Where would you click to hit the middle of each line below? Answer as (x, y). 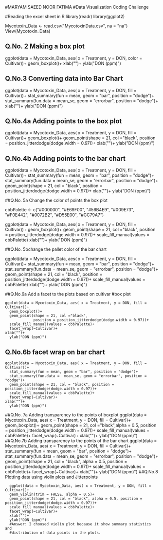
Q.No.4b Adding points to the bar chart (65, 158)
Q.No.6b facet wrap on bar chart (55, 352)
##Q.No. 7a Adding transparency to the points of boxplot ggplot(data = (76, 415)
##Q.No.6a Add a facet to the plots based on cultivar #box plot (68, 294)
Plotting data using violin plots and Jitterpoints (52, 477)
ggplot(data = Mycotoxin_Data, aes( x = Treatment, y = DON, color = (74, 58)
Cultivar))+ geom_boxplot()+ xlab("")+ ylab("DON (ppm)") (63, 63)
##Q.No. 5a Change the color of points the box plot (56, 200)
